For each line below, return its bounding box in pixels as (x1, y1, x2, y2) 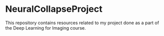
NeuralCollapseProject (5, 3, 103, 15)
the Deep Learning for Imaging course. (5, 25, 86, 31)
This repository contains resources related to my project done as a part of (5, 20, 159, 26)
